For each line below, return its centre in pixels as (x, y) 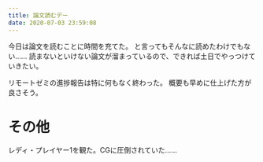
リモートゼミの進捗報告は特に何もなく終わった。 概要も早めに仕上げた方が (130, 83)
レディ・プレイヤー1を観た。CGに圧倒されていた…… (93, 150)
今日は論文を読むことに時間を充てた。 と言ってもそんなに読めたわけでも (126, 46)
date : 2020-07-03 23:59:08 (52, 23)
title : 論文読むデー (38, 15)
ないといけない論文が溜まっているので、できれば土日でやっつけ (146, 56)
